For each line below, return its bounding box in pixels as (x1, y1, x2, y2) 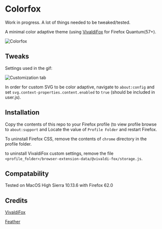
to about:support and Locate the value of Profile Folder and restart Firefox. (5, 126, 157, 132)
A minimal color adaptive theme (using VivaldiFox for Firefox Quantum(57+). (5, 29, 156, 34)
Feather (5, 219, 21, 225)
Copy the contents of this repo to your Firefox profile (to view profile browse (5, 121, 157, 127)
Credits (5, 196, 28, 205)
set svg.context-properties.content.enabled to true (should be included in (5, 89, 155, 95)
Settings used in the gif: (5, 65, 52, 71)
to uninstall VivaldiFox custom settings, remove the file (5, 150, 114, 156)
